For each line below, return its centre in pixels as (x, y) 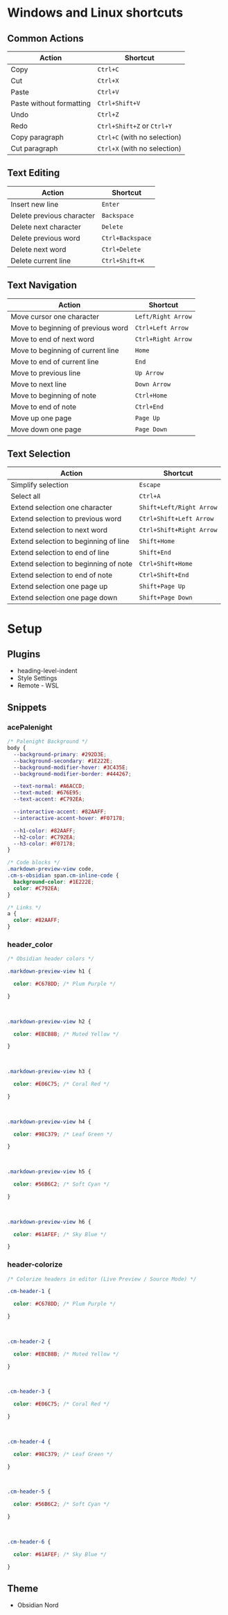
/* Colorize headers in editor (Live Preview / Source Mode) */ (102, 1279)
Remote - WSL (38, 685)
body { (17, 748)
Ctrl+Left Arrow (161, 328)
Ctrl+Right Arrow (164, 339)
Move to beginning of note (54, 395)
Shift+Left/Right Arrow (178, 507)
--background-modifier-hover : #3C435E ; (71, 767)
